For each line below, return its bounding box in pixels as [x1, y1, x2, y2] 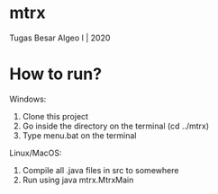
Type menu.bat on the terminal [22, 129, 137, 141]
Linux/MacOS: [9, 147, 62, 158]
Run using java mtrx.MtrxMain [22, 174, 134, 185]
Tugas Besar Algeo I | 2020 [9, 32, 111, 43]
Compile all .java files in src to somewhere [22, 164, 179, 175]
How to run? [9, 64, 102, 84]
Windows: [9, 93, 47, 104]
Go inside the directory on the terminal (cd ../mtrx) [22, 120, 210, 131]
